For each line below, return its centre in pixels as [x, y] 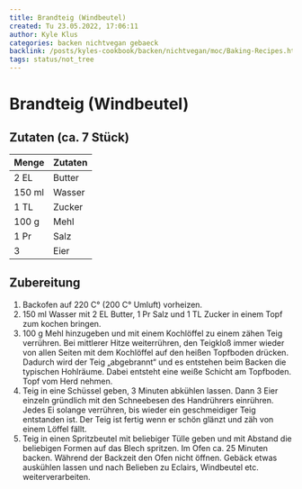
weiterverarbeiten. [57, 476]
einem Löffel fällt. [54, 429]
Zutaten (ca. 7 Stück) [70, 137]
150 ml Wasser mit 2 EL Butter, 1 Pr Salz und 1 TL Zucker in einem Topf [152, 314]
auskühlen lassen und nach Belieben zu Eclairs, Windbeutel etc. [140, 467]
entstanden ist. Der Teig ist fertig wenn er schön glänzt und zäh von [148, 419]
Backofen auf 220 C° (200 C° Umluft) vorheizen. [112, 304]
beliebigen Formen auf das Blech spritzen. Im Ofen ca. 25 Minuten [145, 448]
